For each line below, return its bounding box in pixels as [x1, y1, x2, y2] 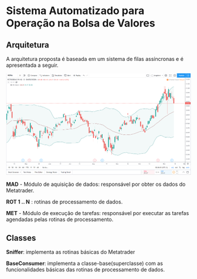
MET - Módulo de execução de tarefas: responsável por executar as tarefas [6, 210, 189, 217]
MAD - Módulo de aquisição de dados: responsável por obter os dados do [6, 181, 186, 188]
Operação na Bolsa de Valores [6, 16, 155, 30]
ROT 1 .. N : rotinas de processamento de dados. [6, 198, 123, 206]
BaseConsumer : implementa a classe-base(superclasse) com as [6, 260, 163, 267]
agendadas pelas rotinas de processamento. [6, 216, 114, 223]
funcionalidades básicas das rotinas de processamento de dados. [6, 266, 165, 273]
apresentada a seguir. [6, 62, 59, 69]
